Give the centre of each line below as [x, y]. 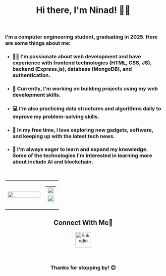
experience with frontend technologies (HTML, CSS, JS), [82, 63]
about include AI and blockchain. [53, 162]
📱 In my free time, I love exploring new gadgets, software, [83, 130]
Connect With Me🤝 [83, 223]
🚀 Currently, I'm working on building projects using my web [85, 88]
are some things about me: [38, 43]
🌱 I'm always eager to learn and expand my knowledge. [80, 149]
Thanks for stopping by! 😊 [83, 268]
